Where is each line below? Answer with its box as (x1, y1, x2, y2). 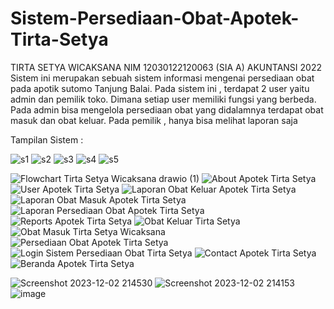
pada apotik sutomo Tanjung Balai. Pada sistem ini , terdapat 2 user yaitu (10, 82, 310, 94)
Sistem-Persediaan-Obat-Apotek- (10, 7, 300, 30)
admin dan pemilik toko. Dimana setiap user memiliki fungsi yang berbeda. (10, 93, 317, 105)
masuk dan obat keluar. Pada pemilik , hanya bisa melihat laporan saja (10, 114, 298, 126)
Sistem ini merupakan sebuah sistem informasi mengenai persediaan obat (10, 72, 315, 84)
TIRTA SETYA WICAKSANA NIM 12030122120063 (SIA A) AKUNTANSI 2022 (10, 61, 322, 73)
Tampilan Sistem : (10, 133, 84, 146)
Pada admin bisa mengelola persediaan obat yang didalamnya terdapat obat (10, 103, 324, 116)
